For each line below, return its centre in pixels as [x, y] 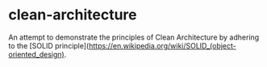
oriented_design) [36, 54]
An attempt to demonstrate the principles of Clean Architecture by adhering [134, 37]
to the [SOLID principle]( [49, 45]
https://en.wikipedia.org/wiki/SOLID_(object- [162, 45]
